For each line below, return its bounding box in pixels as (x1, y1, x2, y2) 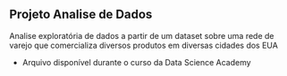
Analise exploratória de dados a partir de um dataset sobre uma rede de (9, 30, 274, 41)
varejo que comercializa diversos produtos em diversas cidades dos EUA (9, 40, 279, 50)
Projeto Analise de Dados (9, 7, 153, 22)
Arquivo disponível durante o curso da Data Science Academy (21, 57, 252, 67)
